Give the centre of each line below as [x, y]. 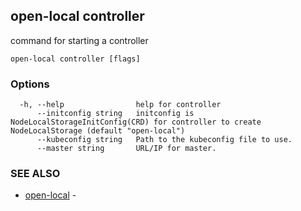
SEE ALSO [35, 174]
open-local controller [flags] [75, 59]
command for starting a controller [79, 40]
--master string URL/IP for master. [126, 149]
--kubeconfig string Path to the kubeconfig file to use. [164, 140]
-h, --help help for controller [120, 105]
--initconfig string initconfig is [115, 114]
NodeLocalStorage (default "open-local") [98, 131]
